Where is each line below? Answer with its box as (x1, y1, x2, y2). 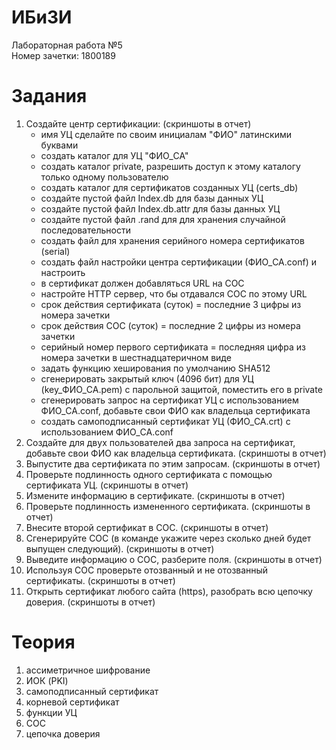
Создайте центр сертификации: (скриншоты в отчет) (25, 117, 252, 130)
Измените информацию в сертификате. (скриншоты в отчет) (25, 489, 286, 501)
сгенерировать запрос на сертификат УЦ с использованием (40, 394, 299, 406)
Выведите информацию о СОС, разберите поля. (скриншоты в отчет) (25, 553, 323, 565)
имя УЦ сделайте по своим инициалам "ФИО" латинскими (40, 128, 293, 140)
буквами (40, 139, 79, 151)
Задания (11, 85, 88, 108)
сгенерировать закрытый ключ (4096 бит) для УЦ (40, 372, 254, 385)
